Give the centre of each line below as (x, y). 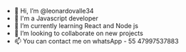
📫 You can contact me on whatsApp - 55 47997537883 (97, 41)
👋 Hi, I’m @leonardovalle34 (54, 11)
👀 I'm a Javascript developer (56, 18)
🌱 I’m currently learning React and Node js (76, 26)
